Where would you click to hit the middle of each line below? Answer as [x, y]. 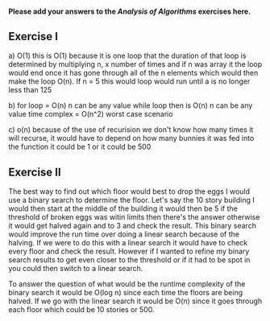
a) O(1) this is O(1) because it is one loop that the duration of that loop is [127, 56]
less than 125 [30, 90]
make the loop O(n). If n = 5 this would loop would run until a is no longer [129, 81]
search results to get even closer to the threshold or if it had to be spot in [129, 260]
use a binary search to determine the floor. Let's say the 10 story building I [132, 200]
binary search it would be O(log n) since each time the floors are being [126, 293]
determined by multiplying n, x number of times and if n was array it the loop [135, 64]
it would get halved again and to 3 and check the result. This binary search [132, 226]
